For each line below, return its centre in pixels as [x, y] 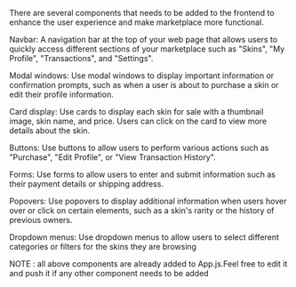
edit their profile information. [61, 94]
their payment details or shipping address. [87, 184]
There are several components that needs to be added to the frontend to [142, 13]
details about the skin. [50, 131]
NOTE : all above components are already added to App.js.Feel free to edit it [148, 264]
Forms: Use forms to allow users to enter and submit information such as [142, 174]
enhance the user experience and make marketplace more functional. [136, 22]
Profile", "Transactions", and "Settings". [81, 58]
